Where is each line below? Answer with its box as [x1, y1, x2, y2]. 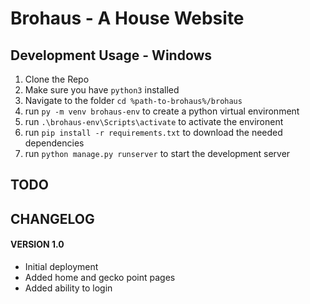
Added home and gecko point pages [24, 271, 176, 283]
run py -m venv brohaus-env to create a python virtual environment [24, 105, 300, 117]
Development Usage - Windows [10, 47, 213, 64]
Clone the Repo [24, 73, 90, 85]
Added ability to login [24, 282, 113, 294]
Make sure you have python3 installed [24, 84, 180, 96]
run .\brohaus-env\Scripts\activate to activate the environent [24, 116, 284, 127]
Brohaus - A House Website [10, 7, 245, 30]
